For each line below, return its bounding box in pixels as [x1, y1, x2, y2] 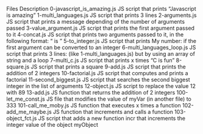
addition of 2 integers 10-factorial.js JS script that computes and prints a [6, 70, 188, 76]
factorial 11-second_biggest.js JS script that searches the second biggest [6, 76, 190, 83]
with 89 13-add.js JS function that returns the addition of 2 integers [6, 89, 176, 96]
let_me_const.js [6, 95, 46, 102]
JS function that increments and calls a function [52, 109, 174, 115]
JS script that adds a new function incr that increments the [38, 115, 186, 122]
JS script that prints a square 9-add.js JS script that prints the [30, 63, 186, 70]
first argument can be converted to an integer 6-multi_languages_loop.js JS [6, 44, 196, 51]
